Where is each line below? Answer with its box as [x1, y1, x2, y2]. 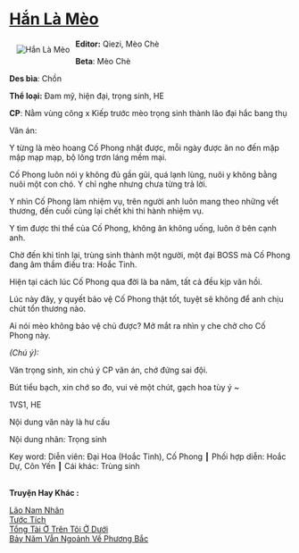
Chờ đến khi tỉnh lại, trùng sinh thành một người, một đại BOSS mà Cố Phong [9, 249, 291, 260]
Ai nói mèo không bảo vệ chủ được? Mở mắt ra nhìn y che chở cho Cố [9, 320, 266, 331]
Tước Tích [9, 514, 46, 524]
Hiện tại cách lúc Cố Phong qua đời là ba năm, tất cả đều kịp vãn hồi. [9, 276, 263, 287]
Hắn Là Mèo [9, 9, 99, 29]
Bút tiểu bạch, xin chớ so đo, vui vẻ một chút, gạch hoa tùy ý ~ [9, 381, 240, 392]
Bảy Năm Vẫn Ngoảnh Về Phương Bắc [9, 532, 149, 544]
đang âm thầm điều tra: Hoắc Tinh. [9, 259, 137, 270]
